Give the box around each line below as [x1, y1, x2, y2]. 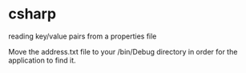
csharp [8, 5, 57, 23]
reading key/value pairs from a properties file [8, 31, 157, 41]
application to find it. [8, 55, 76, 65]
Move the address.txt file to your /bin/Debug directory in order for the [8, 47, 238, 56]
